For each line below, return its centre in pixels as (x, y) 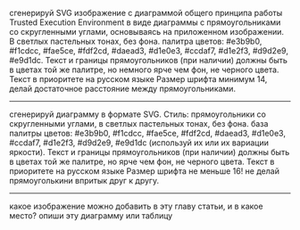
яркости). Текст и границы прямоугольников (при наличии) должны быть (150, 152)
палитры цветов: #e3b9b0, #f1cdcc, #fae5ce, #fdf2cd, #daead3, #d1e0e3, (147, 133)
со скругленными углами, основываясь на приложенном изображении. (146, 32)
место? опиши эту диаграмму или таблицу (91, 216)
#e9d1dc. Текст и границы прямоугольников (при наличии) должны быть (149, 60)
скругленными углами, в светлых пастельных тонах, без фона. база (139, 123)
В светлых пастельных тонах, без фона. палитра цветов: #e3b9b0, (136, 41)
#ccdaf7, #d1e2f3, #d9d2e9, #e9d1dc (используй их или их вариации (139, 143)
